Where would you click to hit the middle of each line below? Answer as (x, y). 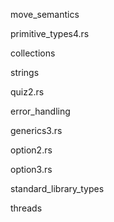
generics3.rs (36, 130)
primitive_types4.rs (50, 33)
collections (33, 53)
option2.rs (31, 150)
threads (26, 208)
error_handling (40, 111)
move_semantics (45, 14)
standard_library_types (57, 188)
